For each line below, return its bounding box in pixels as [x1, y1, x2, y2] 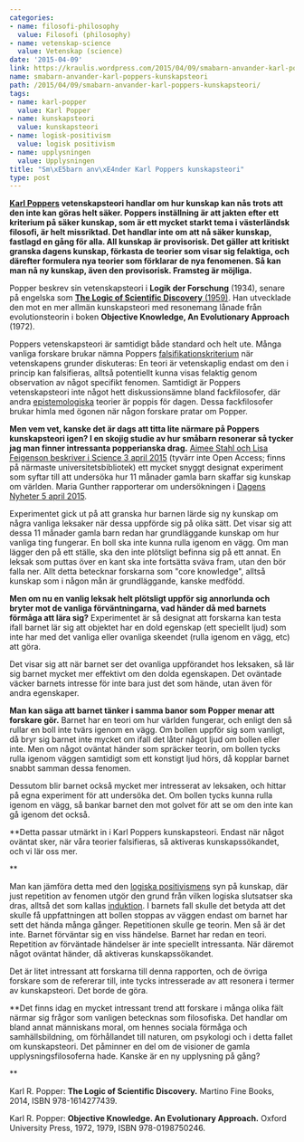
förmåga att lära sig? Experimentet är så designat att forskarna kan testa [9, 613, 282, 623]
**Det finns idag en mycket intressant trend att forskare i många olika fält [9, 1003, 284, 1014]
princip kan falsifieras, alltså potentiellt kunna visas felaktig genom [9, 367, 258, 378]
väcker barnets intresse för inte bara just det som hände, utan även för [9, 678, 273, 689]
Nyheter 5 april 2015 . [9, 490, 88, 502]
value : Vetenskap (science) [17, 47, 124, 56]
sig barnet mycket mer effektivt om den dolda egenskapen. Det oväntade [9, 669, 282, 680]
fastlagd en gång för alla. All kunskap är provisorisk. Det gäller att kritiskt [9, 236, 290, 247]
